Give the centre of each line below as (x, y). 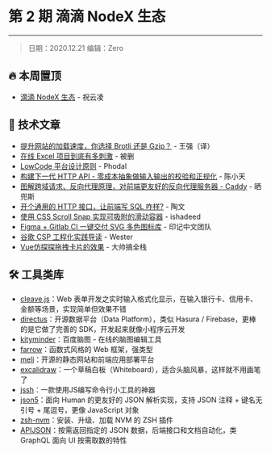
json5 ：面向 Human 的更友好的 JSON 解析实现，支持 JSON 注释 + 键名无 (141, 400)
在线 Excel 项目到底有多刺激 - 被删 (77, 156)
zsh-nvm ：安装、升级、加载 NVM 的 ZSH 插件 (96, 420)
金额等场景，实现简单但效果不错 (73, 309)
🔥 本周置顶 (35, 76)
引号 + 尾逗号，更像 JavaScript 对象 (79, 410)
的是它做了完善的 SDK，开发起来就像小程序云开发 (102, 329)
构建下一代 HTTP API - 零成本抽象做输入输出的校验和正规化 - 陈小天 (133, 176)
